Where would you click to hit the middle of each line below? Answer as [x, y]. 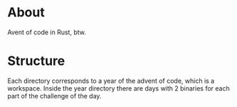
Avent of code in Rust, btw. [47, 32]
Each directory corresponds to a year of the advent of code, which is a [111, 81]
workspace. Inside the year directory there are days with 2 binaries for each [118, 88]
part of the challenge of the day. [54, 96]
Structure [36, 61]
